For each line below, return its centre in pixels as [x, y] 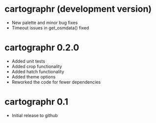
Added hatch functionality [38, 72]
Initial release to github [35, 115]
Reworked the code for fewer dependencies [56, 82]
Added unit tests [28, 61]
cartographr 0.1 [37, 102]
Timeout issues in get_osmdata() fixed [50, 27]
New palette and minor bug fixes [45, 23]
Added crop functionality [37, 66]
